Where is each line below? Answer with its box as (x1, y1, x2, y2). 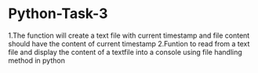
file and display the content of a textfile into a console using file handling (8, 47, 243, 57)
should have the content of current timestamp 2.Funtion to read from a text (8, 38, 250, 48)
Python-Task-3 (8, 5, 108, 23)
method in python (8, 56, 65, 65)
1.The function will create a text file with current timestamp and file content (8, 31, 250, 40)
